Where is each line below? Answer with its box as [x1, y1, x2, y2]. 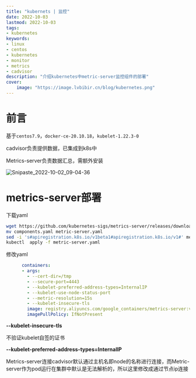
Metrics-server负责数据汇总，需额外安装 [6, 157, 104, 164]
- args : [21, 268, 41, 274]
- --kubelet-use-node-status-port [27, 290, 111, 295]
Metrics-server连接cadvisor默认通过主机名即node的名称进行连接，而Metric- [6, 358, 190, 365]
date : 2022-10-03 [6, 14, 48, 20]
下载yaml [6, 211, 28, 218]
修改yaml [6, 251, 28, 258]
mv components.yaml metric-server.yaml [6, 229, 103, 235]
